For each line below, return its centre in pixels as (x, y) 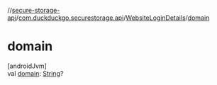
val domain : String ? (35, 73)
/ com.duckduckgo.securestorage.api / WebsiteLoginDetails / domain (113, 18)
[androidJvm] (27, 66)
